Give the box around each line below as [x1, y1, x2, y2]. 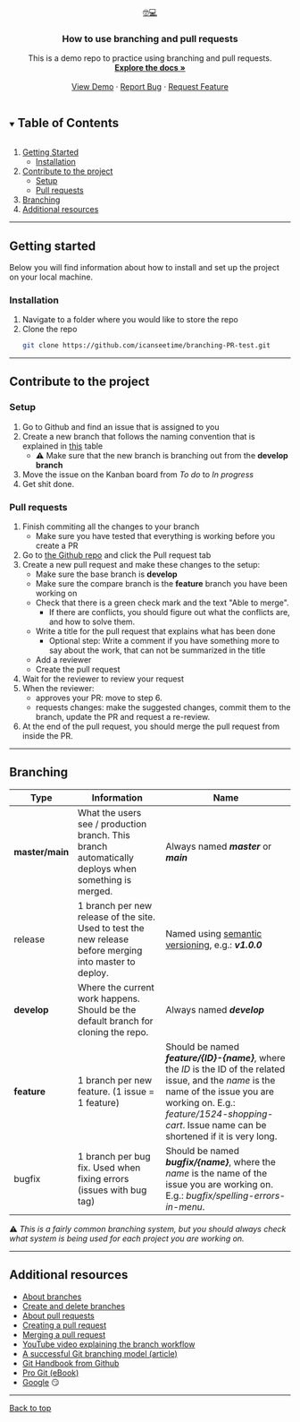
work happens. [77, 992, 140, 1005]
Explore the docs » [114, 63, 186, 73]
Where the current [77, 981, 154, 993]
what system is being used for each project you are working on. [9, 1233, 245, 1244]
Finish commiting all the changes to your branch [21, 521, 200, 532]
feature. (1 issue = [77, 1085, 154, 1098]
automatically [77, 851, 134, 863]
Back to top [9, 1402, 52, 1413]
